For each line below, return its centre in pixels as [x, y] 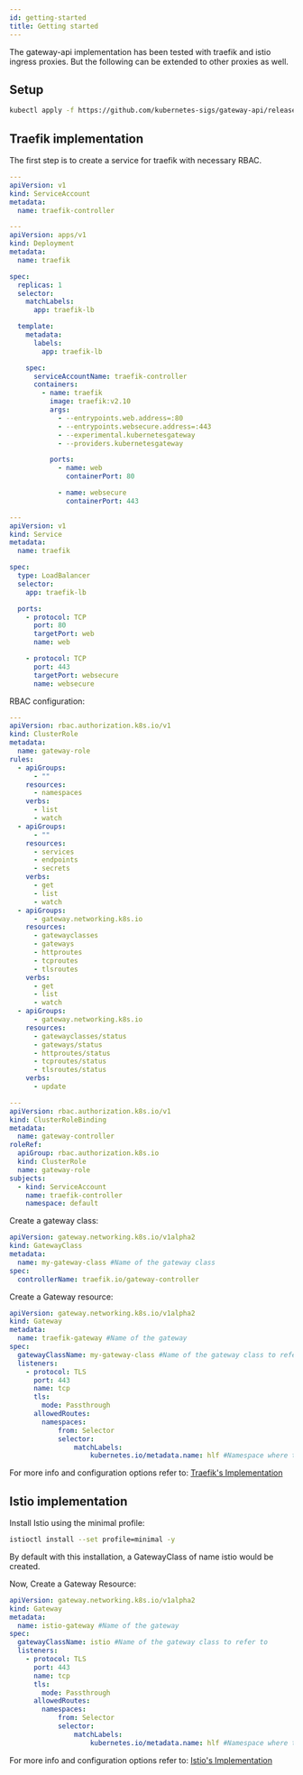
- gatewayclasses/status [80, 1036]
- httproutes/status [72, 1053]
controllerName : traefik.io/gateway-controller [109, 1279]
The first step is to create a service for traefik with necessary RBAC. [136, 160]
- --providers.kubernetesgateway [120, 443]
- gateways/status [68, 1045]
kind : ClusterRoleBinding [58, 1120]
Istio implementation [69, 1501]
